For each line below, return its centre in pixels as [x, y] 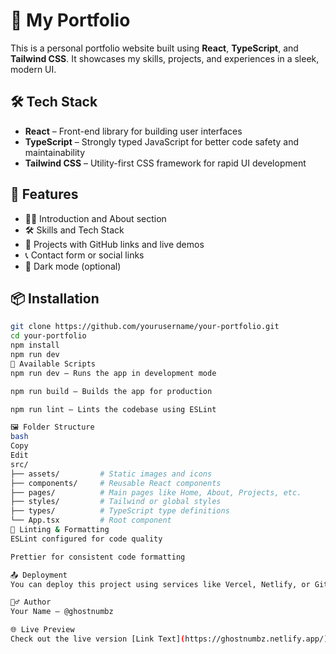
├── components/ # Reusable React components [116, 483]
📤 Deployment [39, 575]
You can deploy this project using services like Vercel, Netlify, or [160, 584]
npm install [35, 345]
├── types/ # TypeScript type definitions [120, 511]
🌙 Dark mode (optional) [73, 266]
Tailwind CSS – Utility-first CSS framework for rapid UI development [165, 163]
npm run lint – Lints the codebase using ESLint [113, 409]
